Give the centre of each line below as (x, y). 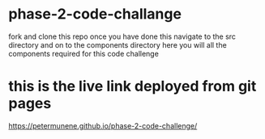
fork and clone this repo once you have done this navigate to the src (122, 36)
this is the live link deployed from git (132, 86)
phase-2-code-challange (95, 14)
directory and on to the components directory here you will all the (118, 44)
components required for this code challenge (84, 53)
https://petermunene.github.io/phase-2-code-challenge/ (103, 125)
